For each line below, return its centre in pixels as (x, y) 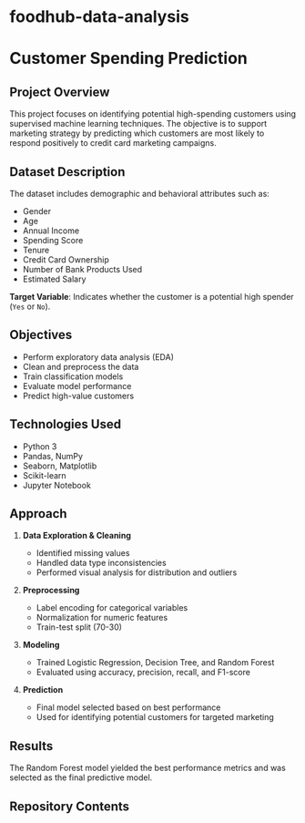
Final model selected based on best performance (128, 707)
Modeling (41, 645)
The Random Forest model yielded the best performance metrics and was (148, 768)
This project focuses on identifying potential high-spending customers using (153, 114)
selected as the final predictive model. (81, 777)
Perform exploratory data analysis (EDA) (98, 356)
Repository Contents (70, 806)
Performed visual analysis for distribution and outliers (137, 572)
